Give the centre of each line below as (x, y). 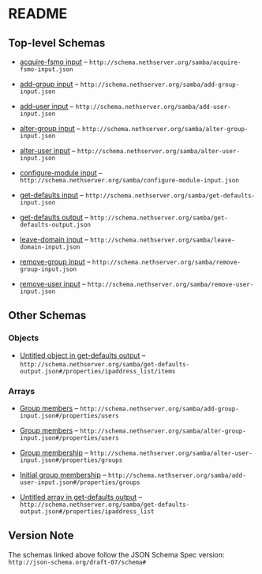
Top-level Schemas (57, 43)
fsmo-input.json (46, 69)
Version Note (41, 536)
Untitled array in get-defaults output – (81, 497)
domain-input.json (50, 247)
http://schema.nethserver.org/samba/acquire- (166, 62)
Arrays (22, 391)
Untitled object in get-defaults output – (82, 355)
